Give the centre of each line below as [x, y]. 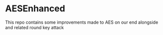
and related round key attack [35, 27]
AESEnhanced [35, 9]
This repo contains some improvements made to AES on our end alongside [82, 22]
